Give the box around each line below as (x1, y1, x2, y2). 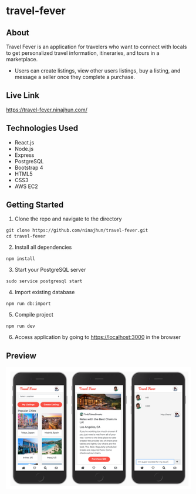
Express (14, 152, 35, 159)
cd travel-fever (6, 233, 46, 239)
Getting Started (6, 200, 64, 210)
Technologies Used (6, 123, 78, 133)
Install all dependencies (14, 243, 72, 251)
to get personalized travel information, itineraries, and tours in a (6, 50, 160, 57)
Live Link (6, 90, 40, 101)
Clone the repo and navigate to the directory (14, 215, 122, 222)
